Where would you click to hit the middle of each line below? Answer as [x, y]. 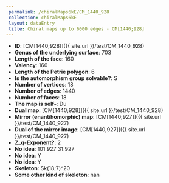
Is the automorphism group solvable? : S [66, 78]
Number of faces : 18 [40, 98]
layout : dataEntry [32, 23]
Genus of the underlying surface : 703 [63, 53]
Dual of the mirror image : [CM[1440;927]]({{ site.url [80, 130]
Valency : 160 [31, 65]
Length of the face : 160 [44, 59]
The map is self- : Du [40, 104]
